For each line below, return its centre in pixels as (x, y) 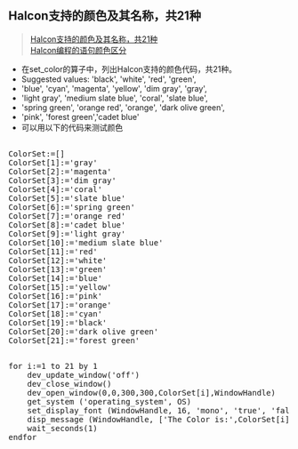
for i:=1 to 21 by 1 (53, 366)
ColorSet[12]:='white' (58, 260)
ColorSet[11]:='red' (53, 251)
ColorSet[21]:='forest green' (74, 340)
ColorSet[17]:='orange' (60, 305)
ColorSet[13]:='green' (58, 269)
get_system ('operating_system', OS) (109, 401)
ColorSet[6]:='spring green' (72, 207)
